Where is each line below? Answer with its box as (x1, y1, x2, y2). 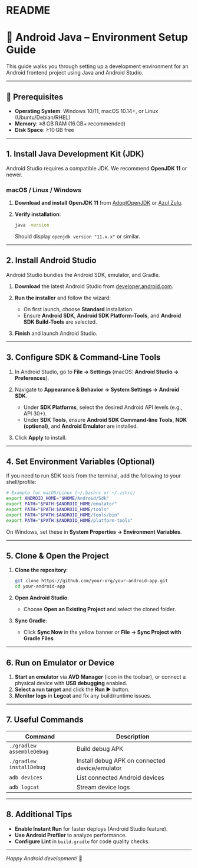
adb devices (9, 774, 43, 781)
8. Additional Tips (6, 809, 72, 819)
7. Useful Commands (6, 715, 84, 725)
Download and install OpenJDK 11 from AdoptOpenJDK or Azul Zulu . (14, 199, 183, 206)
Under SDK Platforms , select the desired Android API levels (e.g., (23, 404, 183, 411)
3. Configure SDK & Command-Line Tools (6, 353, 161, 363)
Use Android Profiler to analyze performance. (14, 831, 127, 838)
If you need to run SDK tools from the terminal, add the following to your (6, 472, 181, 479)
